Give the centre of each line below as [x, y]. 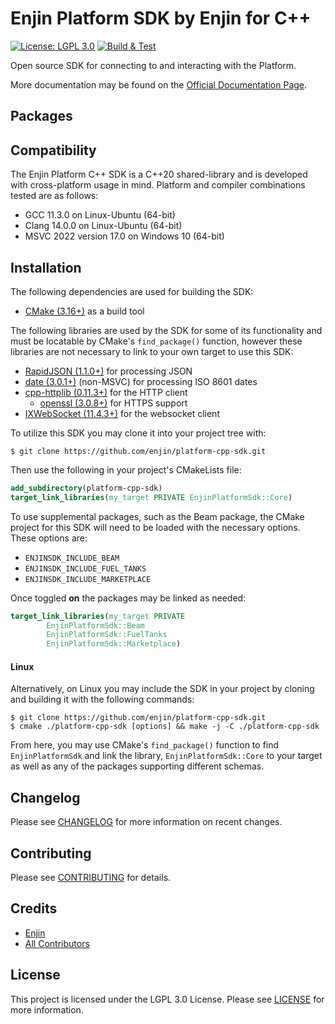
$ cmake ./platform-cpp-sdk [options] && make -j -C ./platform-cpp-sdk [165, 727]
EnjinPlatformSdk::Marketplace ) [114, 644]
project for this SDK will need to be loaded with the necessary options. [155, 527]
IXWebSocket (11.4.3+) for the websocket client [122, 413]
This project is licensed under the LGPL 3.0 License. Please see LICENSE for [167, 999]
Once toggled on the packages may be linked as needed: [128, 598]
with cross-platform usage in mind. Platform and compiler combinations [158, 185]
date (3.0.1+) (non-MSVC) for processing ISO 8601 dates [141, 381]
